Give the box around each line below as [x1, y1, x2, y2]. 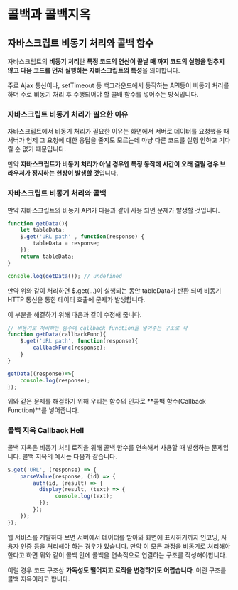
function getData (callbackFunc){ [7, 331, 107, 338]
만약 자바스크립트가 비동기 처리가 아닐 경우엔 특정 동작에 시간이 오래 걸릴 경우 [7, 160, 219, 168]
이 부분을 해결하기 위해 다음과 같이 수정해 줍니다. [7, 310, 142, 318]
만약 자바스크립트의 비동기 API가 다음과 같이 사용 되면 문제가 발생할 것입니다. [7, 205, 220, 214]
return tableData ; [20, 253, 75, 260]
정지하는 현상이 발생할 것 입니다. [31, 168, 119, 178]
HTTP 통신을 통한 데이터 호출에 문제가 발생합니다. [7, 295, 146, 304]
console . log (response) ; [20, 377, 91, 384]
